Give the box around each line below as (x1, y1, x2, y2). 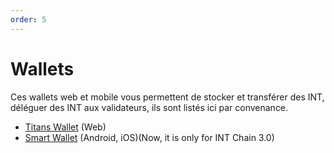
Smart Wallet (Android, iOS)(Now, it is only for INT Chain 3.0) (24, 131, 275, 143)
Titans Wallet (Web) (24, 121, 107, 133)
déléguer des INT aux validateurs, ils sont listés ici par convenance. (10, 101, 289, 113)
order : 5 (10, 14, 47, 25)
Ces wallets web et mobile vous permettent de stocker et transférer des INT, (10, 91, 325, 103)
